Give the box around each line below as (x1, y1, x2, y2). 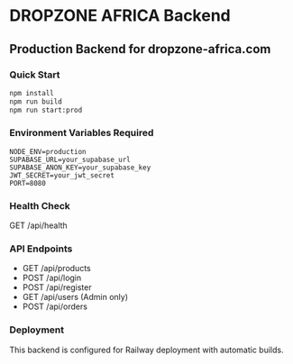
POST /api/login (22, 272, 82, 284)
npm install (9, 88, 54, 97)
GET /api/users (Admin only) (22, 292, 129, 303)
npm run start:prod (9, 105, 83, 114)
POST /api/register (22, 282, 92, 293)
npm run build (9, 96, 63, 106)
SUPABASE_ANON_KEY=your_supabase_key (9, 163, 151, 172)
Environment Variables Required (9, 127, 154, 140)
